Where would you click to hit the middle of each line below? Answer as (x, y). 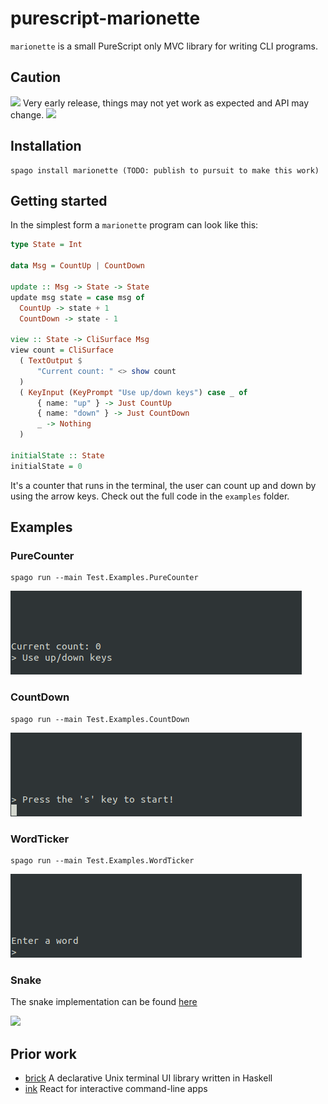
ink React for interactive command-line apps (116, 1089)
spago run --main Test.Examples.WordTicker (102, 860)
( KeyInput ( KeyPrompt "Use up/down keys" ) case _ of (133, 392)
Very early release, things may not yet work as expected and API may (166, 103)
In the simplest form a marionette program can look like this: (134, 225)
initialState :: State (57, 455)
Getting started (59, 200)
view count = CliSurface (62, 350)
